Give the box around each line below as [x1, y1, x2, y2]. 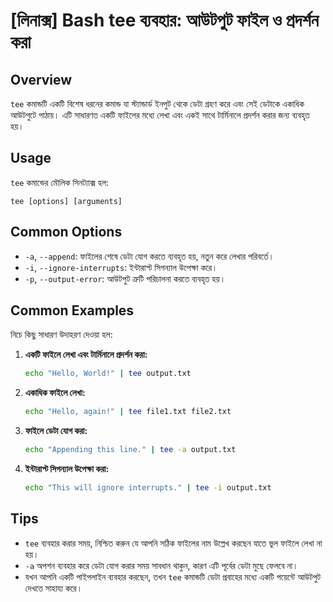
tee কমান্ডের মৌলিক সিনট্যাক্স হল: [10, 176, 110, 188]
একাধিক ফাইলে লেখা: [24, 387, 86, 399]
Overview [10, 71, 73, 88]
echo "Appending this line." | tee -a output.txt [24, 445, 237, 455]
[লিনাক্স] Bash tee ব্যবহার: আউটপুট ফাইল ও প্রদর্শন [10, 9, 319, 32]
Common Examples [10, 302, 135, 319]
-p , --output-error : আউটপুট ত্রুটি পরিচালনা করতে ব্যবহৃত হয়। [24, 272, 227, 284]
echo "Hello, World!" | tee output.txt [24, 369, 192, 379]
